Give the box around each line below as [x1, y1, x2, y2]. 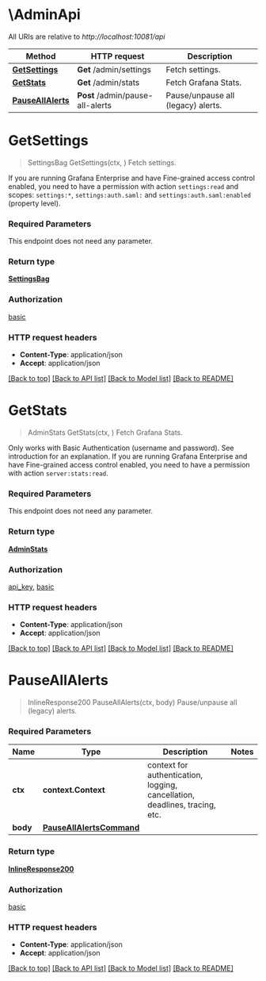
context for [147, 760, 188, 771]
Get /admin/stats [77, 77, 140, 88]
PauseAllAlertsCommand [42, 822, 140, 833]
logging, [147, 779, 178, 791]
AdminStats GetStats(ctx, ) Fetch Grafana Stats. [27, 428, 184, 437]
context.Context [42, 784, 105, 795]
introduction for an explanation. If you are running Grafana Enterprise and [8, 452, 248, 461]
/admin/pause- [96, 90, 154, 101]
